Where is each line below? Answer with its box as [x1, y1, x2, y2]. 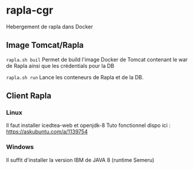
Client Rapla [6, 91, 52, 101]
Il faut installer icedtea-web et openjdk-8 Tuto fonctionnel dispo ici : [6, 122, 171, 129]
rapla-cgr [6, 4, 54, 17]
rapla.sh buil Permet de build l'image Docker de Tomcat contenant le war [6, 56, 188, 63]
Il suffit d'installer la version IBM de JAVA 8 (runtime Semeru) [6, 156, 154, 163]
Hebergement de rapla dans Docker [6, 23, 93, 30]
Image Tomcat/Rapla [6, 40, 84, 50]
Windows [6, 143, 34, 151]
